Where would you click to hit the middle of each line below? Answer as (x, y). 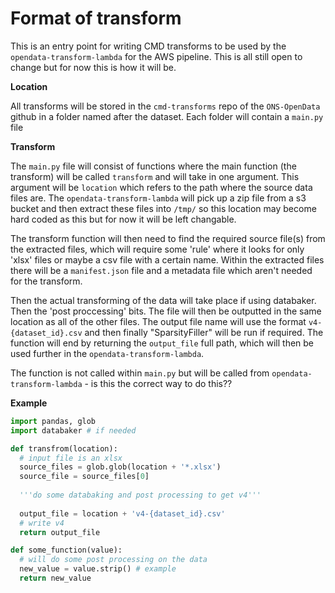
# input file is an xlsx (71, 458)
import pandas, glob (53, 421)
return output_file (60, 532)
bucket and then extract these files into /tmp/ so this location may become (163, 208)
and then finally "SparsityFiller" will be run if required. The (204, 332)
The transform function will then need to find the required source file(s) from (168, 238)
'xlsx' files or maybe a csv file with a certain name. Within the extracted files (167, 259)
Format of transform (96, 18)
